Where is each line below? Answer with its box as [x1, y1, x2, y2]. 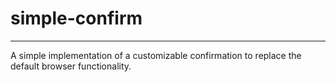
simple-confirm [10, 7, 143, 30]
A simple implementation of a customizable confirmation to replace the [10, 49, 302, 61]
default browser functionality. [10, 60, 132, 72]
